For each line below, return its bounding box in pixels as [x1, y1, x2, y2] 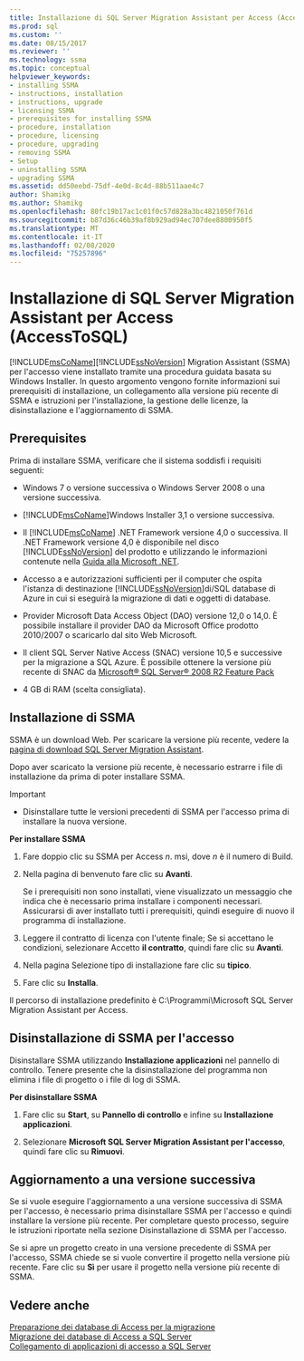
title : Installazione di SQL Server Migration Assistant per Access [9, 13, 273, 23]
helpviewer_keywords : [9, 72, 91, 82]
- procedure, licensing [9, 131, 100, 140]
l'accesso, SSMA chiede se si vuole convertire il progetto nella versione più [9, 1252, 290, 1263]
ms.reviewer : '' [9, 47, 71, 56]
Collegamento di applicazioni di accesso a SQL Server [9, 1341, 212, 1352]
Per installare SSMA [9, 833, 86, 844]
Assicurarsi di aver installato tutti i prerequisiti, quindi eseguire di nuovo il [22, 905, 295, 916]
